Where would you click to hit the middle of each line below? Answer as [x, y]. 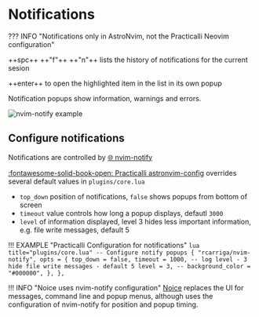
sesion [19, 67]
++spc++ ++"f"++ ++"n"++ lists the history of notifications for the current [128, 60]
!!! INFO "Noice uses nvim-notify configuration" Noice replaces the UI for [126, 287]
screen [31, 205]
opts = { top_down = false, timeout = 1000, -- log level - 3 [143, 259]
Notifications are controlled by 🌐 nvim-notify [80, 157]
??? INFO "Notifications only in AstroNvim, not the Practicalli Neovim [119, 36]
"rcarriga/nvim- [224, 253]
